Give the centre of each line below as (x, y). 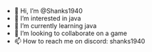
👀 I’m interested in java (47, 18)
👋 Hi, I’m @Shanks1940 (49, 11)
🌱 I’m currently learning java (55, 26)
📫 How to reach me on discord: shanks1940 (80, 41)
